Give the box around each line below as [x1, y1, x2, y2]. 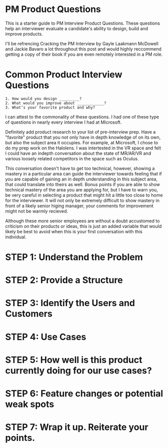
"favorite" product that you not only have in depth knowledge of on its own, [5, 134, 161, 140]
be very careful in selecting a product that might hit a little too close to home [5, 192, 163, 198]
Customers [5, 308, 53, 320]
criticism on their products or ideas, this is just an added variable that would [5, 223, 162, 229]
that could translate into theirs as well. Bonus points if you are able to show [5, 181, 160, 187]
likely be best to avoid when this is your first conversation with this [5, 228, 143, 234]
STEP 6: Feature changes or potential [5, 388, 163, 399]
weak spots [5, 399, 54, 410]
